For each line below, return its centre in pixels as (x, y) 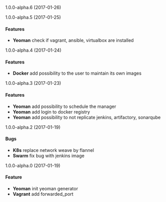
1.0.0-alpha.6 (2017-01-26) (33, 7)
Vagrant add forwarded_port (43, 194)
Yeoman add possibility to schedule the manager (64, 106)
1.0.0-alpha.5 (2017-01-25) (33, 17)
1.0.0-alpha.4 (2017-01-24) (33, 50)
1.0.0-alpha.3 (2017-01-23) (33, 83)
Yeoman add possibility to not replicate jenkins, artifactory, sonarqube (87, 117)
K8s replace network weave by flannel (53, 150)
